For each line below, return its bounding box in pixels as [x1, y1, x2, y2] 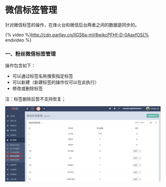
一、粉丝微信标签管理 [5, 50, 56, 57]
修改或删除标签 [12, 85, 43, 92]
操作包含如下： [5, 62, 36, 68]
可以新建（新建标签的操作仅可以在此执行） [12, 79, 99, 85]
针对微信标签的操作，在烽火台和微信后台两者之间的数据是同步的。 [5, 22, 139, 28]
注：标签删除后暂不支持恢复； [5, 96, 66, 102]
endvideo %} [5, 37, 32, 43]
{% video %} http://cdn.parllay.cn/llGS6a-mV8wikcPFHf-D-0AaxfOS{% [5, 32, 149, 38]
